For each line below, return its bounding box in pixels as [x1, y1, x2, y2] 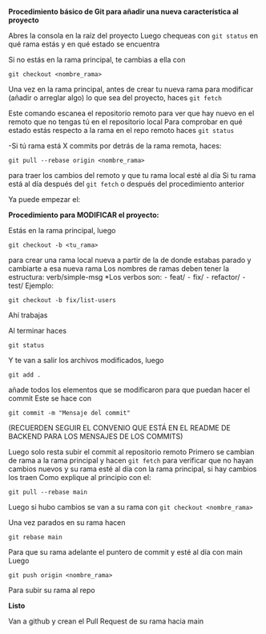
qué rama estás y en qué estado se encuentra [8, 39, 160, 49]
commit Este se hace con [8, 394, 92, 403]
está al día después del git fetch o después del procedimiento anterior [8, 180, 244, 188]
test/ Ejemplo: [8, 281, 54, 290]
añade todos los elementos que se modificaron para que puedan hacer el [8, 385, 251, 394]
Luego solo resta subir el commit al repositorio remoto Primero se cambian [8, 447, 255, 456]
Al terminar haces [8, 326, 66, 335]
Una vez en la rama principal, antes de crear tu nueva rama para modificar [8, 84, 254, 94]
